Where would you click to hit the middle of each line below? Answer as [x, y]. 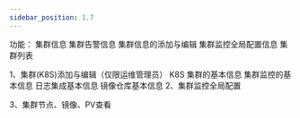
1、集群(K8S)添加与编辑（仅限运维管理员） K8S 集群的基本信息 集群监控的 [146, 74]
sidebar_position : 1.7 [52, 17]
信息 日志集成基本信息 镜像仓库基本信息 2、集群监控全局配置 [129, 85]
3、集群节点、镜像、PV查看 [61, 105]
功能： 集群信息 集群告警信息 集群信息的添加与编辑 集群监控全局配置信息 [144, 44]
